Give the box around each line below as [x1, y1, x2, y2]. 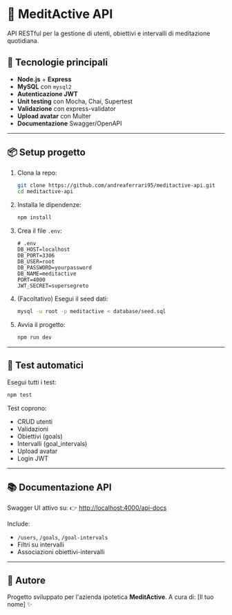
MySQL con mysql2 [17, 82, 72, 91]
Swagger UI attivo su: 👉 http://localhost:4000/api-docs [7, 503, 167, 512]
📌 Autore [7, 574, 46, 586]
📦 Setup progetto [7, 147, 86, 159]
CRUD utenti [17, 417, 53, 425]
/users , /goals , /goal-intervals [17, 533, 108, 542]
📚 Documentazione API [7, 481, 112, 494]
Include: [7, 519, 30, 528]
